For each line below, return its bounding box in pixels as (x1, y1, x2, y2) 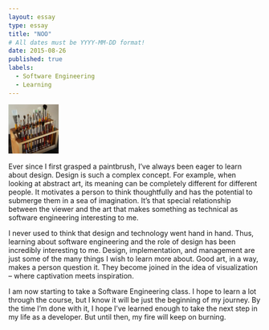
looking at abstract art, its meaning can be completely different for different (8, 179, 258, 189)
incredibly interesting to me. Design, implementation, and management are (8, 246, 255, 255)
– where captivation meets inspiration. (8, 271, 134, 281)
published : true (8, 55, 63, 63)
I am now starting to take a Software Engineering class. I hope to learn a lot (8, 287, 257, 296)
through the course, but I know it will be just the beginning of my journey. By (8, 295, 261, 305)
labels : (8, 64, 35, 72)
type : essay (8, 21, 48, 30)
